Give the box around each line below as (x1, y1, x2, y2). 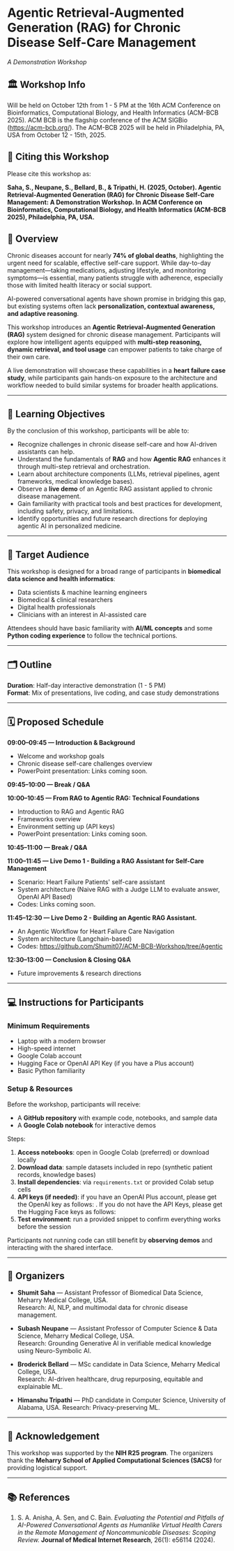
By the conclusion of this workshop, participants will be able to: (7, 426, 189, 435)
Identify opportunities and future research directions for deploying (17, 514, 208, 523)
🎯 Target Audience (7, 549, 90, 561)
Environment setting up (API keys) (17, 822, 116, 830)
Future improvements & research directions (17, 969, 141, 977)
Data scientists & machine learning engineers (17, 589, 148, 596)
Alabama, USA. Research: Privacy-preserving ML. (17, 1404, 160, 1412)
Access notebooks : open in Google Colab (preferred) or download (17, 1148, 210, 1156)
